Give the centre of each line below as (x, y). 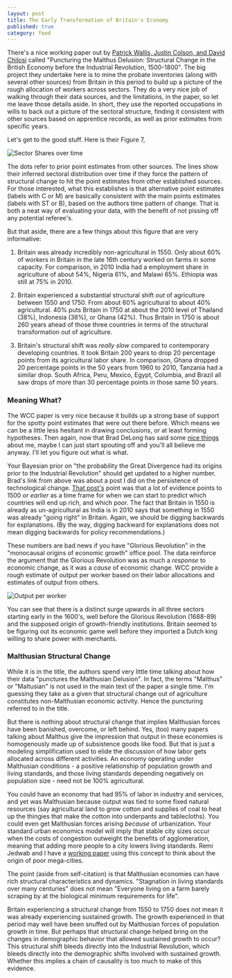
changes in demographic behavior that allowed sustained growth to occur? (114, 938)
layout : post (26, 14)
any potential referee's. (40, 218)
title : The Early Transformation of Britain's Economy (88, 20)
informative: (24, 239)
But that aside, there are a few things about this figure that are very (103, 232)
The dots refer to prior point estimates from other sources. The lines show (113, 166)
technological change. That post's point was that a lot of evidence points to (115, 488)
